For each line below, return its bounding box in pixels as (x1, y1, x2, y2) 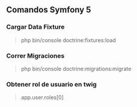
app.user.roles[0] (20, 94, 64, 101)
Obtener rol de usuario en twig (6, 80, 97, 88)
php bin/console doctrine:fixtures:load (20, 36, 116, 44)
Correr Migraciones (6, 51, 65, 60)
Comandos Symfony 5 (6, 5, 91, 15)
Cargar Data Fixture (6, 23, 65, 31)
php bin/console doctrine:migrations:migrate (20, 65, 132, 72)
